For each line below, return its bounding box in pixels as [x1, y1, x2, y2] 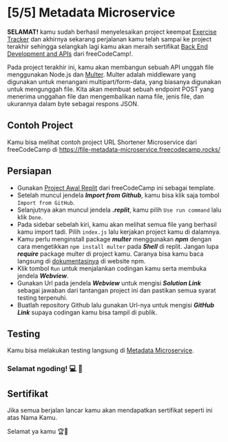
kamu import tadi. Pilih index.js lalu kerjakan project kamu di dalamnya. [17, 228, 222, 236]
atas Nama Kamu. [7, 414, 58, 422]
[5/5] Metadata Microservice [7, 5, 176, 21]
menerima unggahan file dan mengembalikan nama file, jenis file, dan [7, 92, 205, 101]
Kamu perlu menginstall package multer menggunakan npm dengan [17, 234, 212, 243]
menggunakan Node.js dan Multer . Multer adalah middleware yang [7, 70, 196, 79]
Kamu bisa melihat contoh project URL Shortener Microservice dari [7, 138, 198, 146]
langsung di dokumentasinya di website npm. [17, 257, 146, 265]
